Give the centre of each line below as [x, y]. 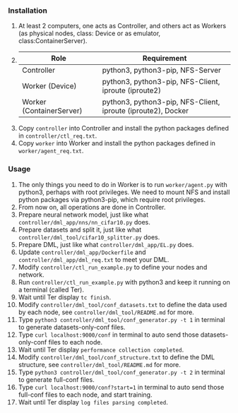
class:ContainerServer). [53, 41]
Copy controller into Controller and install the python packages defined [123, 128]
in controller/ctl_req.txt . [58, 136]
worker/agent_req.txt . [51, 151]
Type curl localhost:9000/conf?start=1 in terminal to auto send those [121, 387]
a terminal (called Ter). [51, 289]
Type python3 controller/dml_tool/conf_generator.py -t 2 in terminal [121, 372]
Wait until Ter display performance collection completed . [101, 349]
